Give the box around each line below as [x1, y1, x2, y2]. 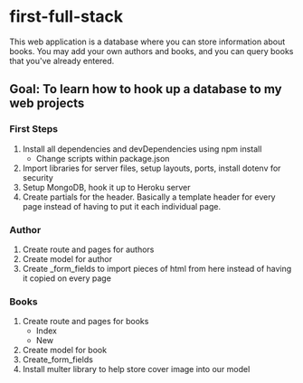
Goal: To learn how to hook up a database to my [9, 81, 282, 97]
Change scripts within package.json [35, 153, 170, 163]
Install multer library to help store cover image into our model [22, 364, 251, 375]
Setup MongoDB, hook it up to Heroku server [22, 182, 191, 192]
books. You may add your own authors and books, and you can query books [9, 45, 294, 56]
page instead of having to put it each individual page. [22, 201, 222, 211]
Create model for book [22, 345, 107, 356]
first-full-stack [9, 6, 124, 27]
